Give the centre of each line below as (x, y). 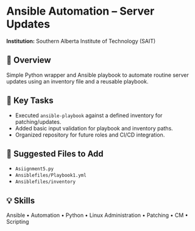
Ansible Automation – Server (80, 11)
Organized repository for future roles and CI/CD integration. (90, 135)
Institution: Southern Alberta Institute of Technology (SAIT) (81, 41)
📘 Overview (29, 60)
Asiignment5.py (34, 169)
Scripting (18, 222)
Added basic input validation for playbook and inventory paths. (94, 128)
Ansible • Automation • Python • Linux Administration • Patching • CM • (97, 215)
